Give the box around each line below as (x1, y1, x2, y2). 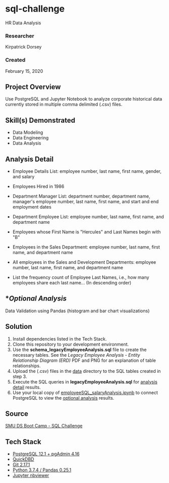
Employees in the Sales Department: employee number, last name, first (12, 244, 160, 250)
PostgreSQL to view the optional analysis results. (12, 395, 115, 401)
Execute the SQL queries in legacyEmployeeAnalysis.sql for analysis (12, 378, 158, 384)
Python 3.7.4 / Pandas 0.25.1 (12, 467, 72, 473)
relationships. (12, 362, 41, 369)
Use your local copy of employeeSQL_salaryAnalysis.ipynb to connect (12, 390, 158, 396)
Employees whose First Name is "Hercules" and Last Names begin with (12, 228, 161, 235)
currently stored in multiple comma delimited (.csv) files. (5, 102, 123, 108)
